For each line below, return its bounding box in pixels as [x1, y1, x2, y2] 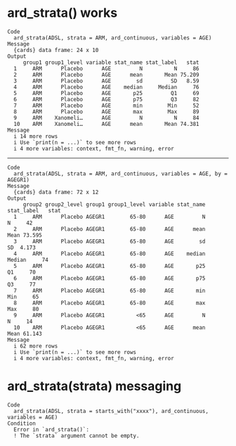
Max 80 [7, 305, 39, 312]
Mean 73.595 [7, 231, 42, 238]
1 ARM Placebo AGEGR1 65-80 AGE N [13, 213, 206, 220]
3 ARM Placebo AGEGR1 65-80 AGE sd [13, 238, 206, 245]
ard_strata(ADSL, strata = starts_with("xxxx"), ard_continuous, [13, 407, 209, 414]
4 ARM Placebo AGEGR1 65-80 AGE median [13, 250, 206, 257]
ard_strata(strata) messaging [7, 378, 182, 395]
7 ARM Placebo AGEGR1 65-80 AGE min [13, 287, 206, 294]
